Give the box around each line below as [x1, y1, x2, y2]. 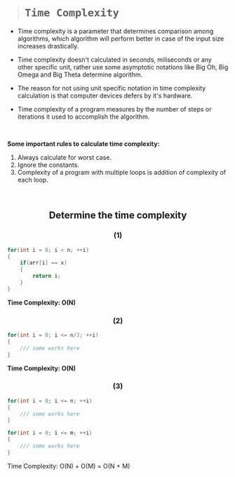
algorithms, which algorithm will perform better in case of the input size [17, 34, 224, 43]
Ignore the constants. [17, 161, 79, 169]
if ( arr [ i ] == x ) [20, 260, 68, 267]
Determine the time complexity [48, 210, 187, 222]
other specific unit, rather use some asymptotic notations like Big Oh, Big [17, 62, 229, 71]
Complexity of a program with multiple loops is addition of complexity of [17, 168, 227, 176]
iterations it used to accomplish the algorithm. [17, 112, 150, 121]
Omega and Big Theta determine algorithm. [17, 70, 142, 79]
